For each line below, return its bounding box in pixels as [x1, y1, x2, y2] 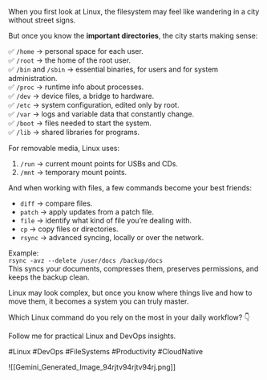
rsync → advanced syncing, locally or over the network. [19, 233, 204, 242]
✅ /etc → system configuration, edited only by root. [8, 100, 180, 109]
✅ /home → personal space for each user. [8, 47, 144, 55]
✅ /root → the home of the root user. [8, 55, 131, 65]
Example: [8, 248, 39, 258]
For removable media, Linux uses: [8, 144, 120, 153]
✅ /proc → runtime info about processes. [8, 82, 144, 92]
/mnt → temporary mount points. [19, 168, 127, 177]
